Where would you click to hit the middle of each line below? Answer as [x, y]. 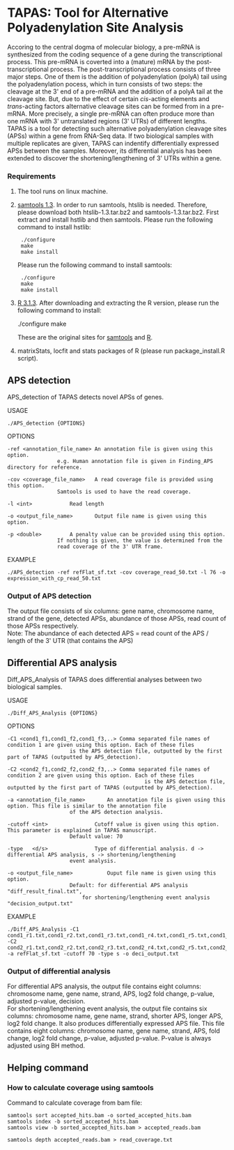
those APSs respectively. [43, 626]
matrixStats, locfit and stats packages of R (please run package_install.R [121, 351]
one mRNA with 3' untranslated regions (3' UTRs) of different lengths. [107, 121]
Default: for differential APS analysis [129, 886]
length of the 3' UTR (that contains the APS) [70, 641]
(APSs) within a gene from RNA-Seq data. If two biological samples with [110, 136]
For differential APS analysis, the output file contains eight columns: [104, 986]
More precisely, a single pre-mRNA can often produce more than [122, 114]
